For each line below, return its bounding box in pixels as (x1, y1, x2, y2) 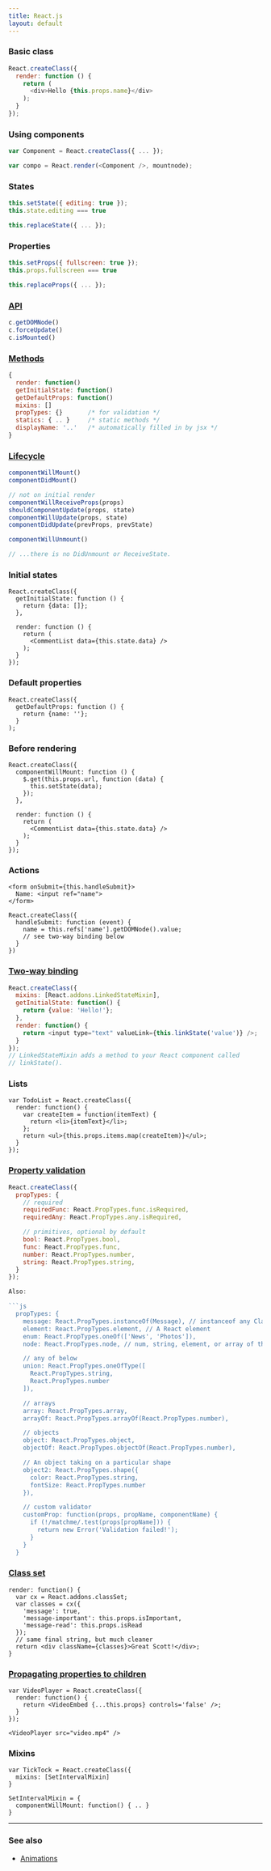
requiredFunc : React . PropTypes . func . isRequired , (23, 1206, 190, 1214)
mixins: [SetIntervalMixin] (15, 1773, 110, 1781)
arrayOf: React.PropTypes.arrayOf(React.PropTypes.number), (23, 1414, 229, 1423)
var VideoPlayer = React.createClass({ (8, 1686, 143, 1695)
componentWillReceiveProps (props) (8, 499, 125, 507)
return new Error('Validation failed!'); (37, 1526, 179, 1534)
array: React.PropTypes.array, (23, 1406, 128, 1415)
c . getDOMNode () (8, 319, 60, 327)
